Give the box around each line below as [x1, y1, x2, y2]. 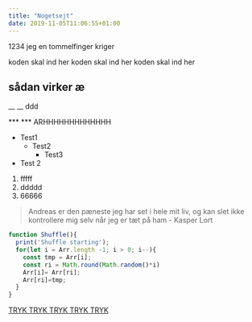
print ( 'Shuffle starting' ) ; [15, 238, 110, 246]
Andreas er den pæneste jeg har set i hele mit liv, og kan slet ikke [27, 207, 245, 217]
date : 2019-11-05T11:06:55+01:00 [8, 19, 121, 27]
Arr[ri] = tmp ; [23, 275, 67, 284]
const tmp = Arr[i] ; [23, 253, 92, 262]
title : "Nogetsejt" [8, 11, 74, 20]
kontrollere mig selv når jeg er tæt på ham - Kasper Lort [27, 215, 213, 225]
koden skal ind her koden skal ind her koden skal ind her [8, 57, 196, 67]
